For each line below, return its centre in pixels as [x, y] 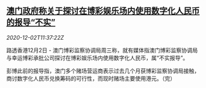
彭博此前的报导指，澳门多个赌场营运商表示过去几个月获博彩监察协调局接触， [103, 71]
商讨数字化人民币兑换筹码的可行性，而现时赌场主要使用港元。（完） [91, 78]
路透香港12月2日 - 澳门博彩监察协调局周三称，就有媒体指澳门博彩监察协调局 [102, 50]
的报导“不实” [31, 22]
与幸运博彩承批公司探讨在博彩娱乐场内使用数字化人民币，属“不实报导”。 [97, 57]
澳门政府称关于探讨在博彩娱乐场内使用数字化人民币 [103, 11]
